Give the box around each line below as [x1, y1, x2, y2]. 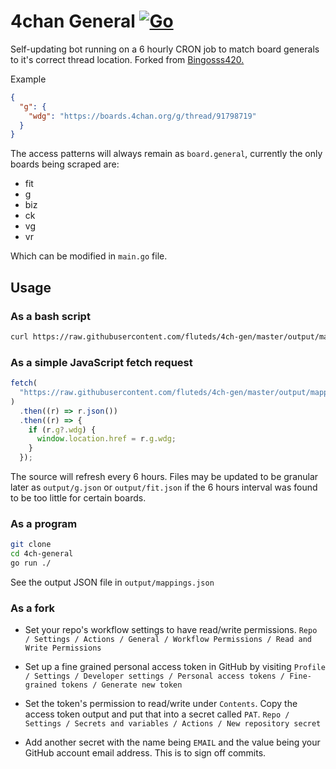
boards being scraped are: [10, 158, 120, 170]
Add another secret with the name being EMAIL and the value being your [24, 736, 321, 749]
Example [10, 73, 47, 85]
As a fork [10, 601, 56, 615]
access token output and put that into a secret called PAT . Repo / [24, 708, 290, 720]
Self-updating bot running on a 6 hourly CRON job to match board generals [10, 43, 320, 55]
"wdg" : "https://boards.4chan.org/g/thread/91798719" [28, 111, 257, 121]
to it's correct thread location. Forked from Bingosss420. [10, 53, 245, 65]
